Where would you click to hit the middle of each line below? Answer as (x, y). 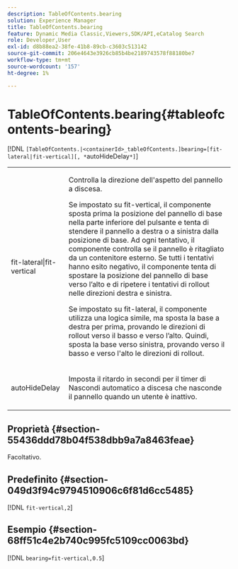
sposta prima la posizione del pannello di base (146, 214)
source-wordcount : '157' (44, 67)
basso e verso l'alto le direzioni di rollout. (136, 353)
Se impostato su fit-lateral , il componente (138, 309)
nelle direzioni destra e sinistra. (120, 293)
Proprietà (28, 429)
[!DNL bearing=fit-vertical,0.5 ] (56, 558)
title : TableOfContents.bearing (55, 27)
